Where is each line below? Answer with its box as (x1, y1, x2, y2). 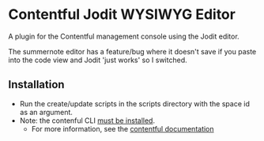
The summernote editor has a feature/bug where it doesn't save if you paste (8, 46, 257, 56)
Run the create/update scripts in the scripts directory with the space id (19, 98, 251, 108)
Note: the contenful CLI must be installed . (19, 116, 156, 125)
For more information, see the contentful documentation (31, 124, 215, 133)
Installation (8, 78, 65, 91)
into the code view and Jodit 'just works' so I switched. (8, 55, 187, 65)
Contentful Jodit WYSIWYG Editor (8, 6, 236, 24)
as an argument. (19, 107, 74, 117)
